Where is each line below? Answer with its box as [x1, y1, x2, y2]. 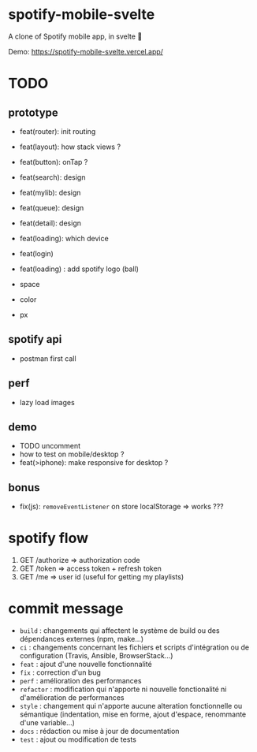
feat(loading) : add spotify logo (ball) [19, 264, 140, 274]
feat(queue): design [19, 203, 84, 212]
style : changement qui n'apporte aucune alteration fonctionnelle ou [19, 702, 243, 711]
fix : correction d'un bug [19, 668, 101, 677]
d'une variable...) [19, 718, 75, 728]
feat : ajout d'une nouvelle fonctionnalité [19, 660, 152, 669]
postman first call [19, 353, 76, 363]
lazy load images [19, 397, 75, 407]
